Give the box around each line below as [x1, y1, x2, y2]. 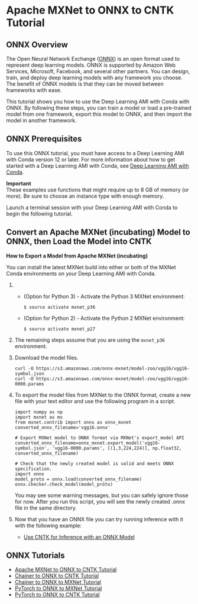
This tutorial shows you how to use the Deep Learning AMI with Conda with [6, 98, 190, 105]
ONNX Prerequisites [6, 134, 82, 144]
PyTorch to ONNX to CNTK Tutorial [14, 591, 100, 598]
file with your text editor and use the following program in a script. [14, 397, 176, 404]
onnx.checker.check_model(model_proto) [14, 481, 113, 487]
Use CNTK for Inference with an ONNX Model [23, 533, 135, 540]
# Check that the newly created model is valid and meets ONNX [14, 461, 174, 466]
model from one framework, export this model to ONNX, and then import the [6, 110, 192, 117]
